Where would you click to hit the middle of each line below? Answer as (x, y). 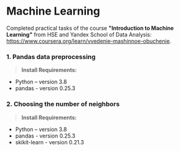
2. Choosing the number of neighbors (63, 104)
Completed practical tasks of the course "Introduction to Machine (90, 28)
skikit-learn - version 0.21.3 (49, 142)
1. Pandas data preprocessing (51, 57)
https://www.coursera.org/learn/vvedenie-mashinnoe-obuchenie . (89, 41)
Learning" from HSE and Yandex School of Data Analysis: (79, 34)
